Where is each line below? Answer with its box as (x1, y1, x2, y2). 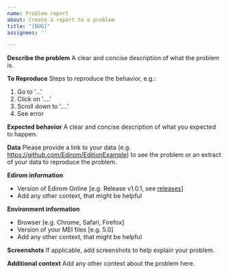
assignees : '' (7, 29, 48, 36)
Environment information (7, 205, 80, 213)
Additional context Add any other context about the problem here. (7, 260, 195, 268)
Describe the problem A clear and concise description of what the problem (7, 54, 220, 62)
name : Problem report (7, 10, 69, 17)
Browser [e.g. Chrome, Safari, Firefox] (16, 219, 125, 227)
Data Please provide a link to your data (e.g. (7, 143, 131, 151)
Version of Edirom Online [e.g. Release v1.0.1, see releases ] (16, 184, 183, 192)
